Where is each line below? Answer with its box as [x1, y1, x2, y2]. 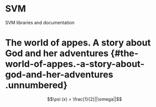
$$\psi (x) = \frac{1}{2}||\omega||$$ [47, 96, 122, 102]
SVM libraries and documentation [5, 19, 74, 25]
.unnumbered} [5, 79, 68, 91]
